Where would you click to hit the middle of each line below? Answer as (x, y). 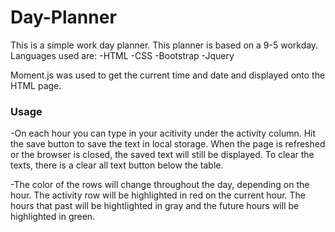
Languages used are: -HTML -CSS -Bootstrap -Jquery (122, 55)
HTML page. (36, 85)
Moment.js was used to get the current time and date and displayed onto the (168, 75)
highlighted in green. (53, 217)
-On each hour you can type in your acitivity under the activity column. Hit (163, 133)
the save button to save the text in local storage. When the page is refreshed (168, 144)
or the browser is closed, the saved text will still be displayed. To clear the (162, 155)
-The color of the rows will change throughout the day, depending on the (160, 185)
